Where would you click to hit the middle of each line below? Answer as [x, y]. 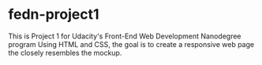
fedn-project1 [54, 14]
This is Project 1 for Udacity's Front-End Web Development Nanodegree [125, 36]
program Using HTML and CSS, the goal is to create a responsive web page [131, 44]
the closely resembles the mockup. [65, 52]
